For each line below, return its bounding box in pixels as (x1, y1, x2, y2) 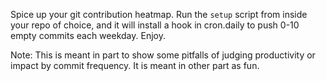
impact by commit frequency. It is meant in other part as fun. (10, 60, 260, 71)
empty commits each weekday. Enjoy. (10, 30, 166, 41)
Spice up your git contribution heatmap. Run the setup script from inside (10, 9, 308, 20)
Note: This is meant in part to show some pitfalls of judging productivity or (10, 49, 316, 61)
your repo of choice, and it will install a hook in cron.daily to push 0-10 (10, 19, 300, 31)
